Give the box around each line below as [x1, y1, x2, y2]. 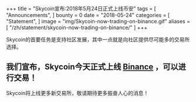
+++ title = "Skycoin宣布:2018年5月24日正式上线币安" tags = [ [6, 5, 157, 12]
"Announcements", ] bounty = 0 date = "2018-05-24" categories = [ [6, 12, 170, 19]
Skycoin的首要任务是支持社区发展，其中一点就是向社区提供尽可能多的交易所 [6, 36, 190, 43]
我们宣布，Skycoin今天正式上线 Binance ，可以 [6, 62, 179, 72]
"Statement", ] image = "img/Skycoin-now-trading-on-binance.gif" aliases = [6, 18, 191, 24]
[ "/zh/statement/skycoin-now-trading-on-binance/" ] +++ [6, 24, 148, 31]
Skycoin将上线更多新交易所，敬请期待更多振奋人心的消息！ [6, 89, 149, 96]
